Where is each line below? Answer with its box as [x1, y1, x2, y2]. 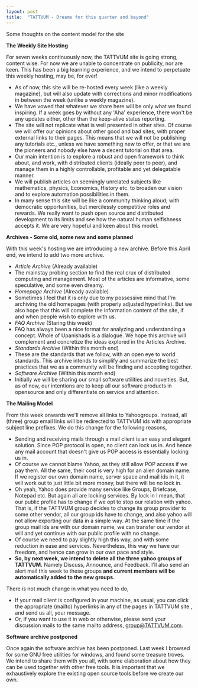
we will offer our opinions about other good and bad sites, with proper [14, 128, 185, 135]
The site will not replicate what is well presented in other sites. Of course [14, 121, 192, 128]
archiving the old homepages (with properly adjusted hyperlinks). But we [14, 300, 192, 308]
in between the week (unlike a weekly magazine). [14, 96, 135, 104]
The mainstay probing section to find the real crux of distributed [14, 269, 171, 276]
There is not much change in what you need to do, [6, 585, 129, 592]
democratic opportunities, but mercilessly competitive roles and [14, 203, 170, 210]
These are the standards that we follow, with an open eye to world [14, 350, 176, 358]
